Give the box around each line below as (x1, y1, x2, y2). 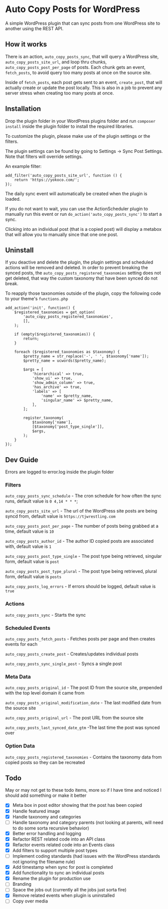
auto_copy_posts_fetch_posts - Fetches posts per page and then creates (5, 636, 155, 642)
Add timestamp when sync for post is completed (12, 864, 113, 870)
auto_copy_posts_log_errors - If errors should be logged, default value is (5, 584, 156, 590)
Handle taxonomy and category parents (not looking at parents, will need (12, 819, 163, 825)
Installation (5, 105, 41, 113)
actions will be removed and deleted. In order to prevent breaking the (5, 265, 148, 271)
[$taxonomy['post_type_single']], (32, 424, 104, 430)
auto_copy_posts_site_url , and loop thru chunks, (5, 59, 107, 65)
